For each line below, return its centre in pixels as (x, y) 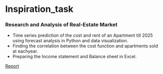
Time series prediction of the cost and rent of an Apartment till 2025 (83, 35)
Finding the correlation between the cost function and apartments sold (85, 46)
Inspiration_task (39, 9)
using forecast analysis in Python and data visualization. (70, 41)
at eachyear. (25, 51)
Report (12, 66)
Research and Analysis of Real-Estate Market (61, 25)
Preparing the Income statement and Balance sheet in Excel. (74, 57)
